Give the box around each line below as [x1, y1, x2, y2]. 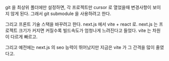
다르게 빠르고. [10, 34, 38, 39]
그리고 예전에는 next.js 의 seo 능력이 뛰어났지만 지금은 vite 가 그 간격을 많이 [5, 44, 155, 50]
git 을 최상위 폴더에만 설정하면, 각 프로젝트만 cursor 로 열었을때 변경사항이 [5, 4, 152, 10]
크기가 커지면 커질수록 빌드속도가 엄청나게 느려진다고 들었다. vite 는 [18, 27, 151, 33]
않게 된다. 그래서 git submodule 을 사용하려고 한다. [10, 10, 111, 16]
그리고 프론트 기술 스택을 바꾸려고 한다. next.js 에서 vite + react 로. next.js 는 [5, 21, 158, 27]
